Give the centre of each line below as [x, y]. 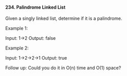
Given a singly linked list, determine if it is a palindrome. [64, 18]
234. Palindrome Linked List [35, 7]
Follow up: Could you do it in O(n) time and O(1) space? [63, 68]
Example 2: [17, 48]
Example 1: [17, 29]
